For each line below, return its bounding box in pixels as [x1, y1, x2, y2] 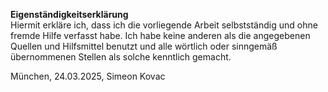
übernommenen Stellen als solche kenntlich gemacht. [10, 51, 232, 63]
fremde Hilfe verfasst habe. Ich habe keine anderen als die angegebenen [10, 30, 311, 41]
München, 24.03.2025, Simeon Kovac [10, 70, 166, 82]
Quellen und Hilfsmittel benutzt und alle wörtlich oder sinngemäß [10, 40, 278, 52]
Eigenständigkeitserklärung [10, 9, 129, 20]
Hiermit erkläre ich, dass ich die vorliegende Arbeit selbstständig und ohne [10, 19, 318, 31]
